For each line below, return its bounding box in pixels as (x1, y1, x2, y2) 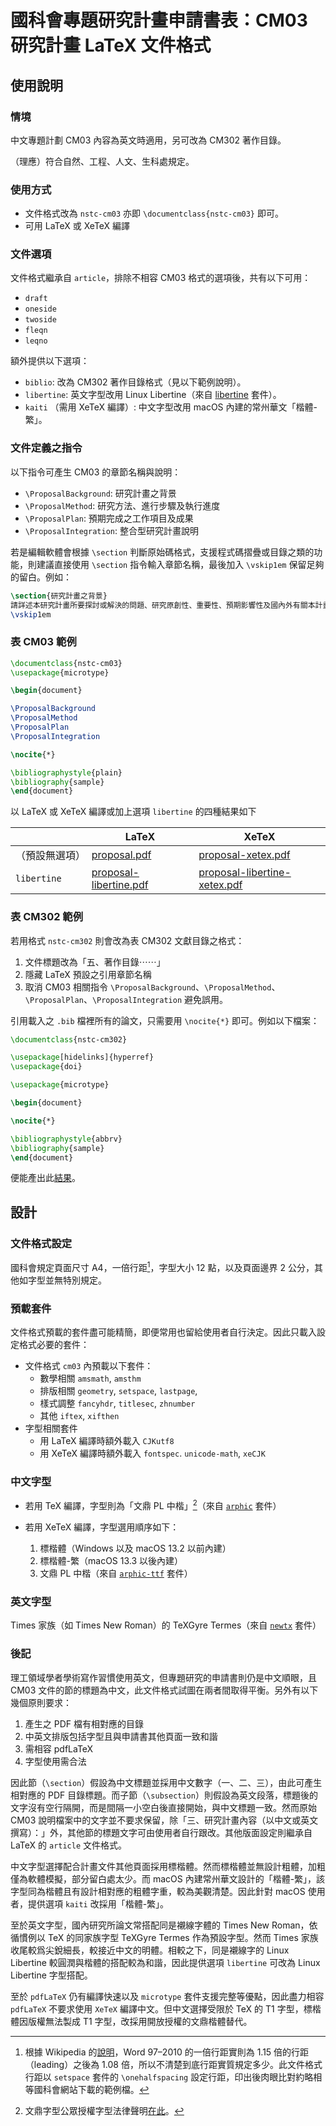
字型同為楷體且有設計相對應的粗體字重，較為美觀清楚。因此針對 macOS (10, 1885, 306, 1897)
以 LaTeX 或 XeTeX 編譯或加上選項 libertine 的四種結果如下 (10, 806, 257, 818)
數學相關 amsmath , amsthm (39, 1372, 142, 1385)
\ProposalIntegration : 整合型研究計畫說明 (24, 524, 199, 536)
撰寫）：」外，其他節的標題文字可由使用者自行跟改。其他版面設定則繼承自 (10, 1826, 313, 1838)
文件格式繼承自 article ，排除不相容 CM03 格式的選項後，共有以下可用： (10, 272, 312, 284)
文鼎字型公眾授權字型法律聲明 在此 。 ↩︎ (24, 2104, 185, 2116)
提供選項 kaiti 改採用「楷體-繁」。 (27, 1897, 170, 1910)
